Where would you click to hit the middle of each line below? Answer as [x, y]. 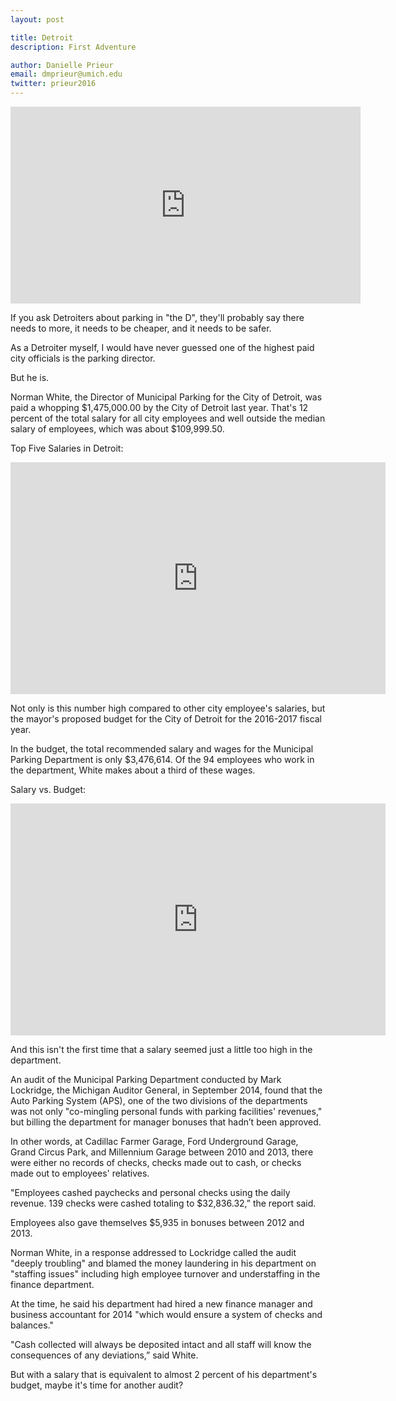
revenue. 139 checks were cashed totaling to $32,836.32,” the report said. [163, 1203]
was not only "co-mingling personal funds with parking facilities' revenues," [166, 1111]
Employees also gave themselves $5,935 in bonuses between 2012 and [157, 1222]
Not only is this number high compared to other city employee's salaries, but [168, 708]
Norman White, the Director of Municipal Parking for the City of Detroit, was [166, 397]
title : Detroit [42, 37]
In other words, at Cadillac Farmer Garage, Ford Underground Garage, [154, 1141]
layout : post [37, 19]
